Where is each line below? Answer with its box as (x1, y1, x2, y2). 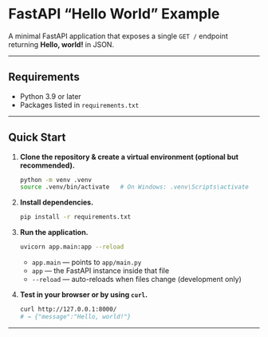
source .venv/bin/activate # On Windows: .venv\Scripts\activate (19, 183, 249, 192)
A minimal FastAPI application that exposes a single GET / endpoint (8, 31, 229, 41)
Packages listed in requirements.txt (19, 100, 140, 109)
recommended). (19, 161, 76, 170)
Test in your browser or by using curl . (19, 290, 148, 299)
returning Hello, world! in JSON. (8, 39, 114, 49)
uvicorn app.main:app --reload (19, 243, 124, 252)
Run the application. (19, 228, 89, 237)
